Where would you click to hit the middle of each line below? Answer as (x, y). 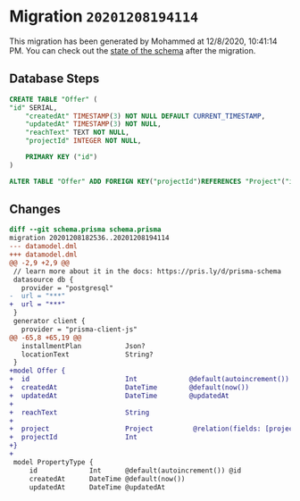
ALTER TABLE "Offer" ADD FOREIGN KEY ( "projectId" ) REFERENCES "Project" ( (147, 181)
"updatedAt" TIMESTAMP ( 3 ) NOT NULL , (94, 124)
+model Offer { (37, 371)
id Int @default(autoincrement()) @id (135, 471)
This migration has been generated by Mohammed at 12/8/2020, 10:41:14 (143, 41)
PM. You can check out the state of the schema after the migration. (133, 50)
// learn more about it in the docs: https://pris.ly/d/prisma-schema (147, 271)
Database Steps (54, 79)
